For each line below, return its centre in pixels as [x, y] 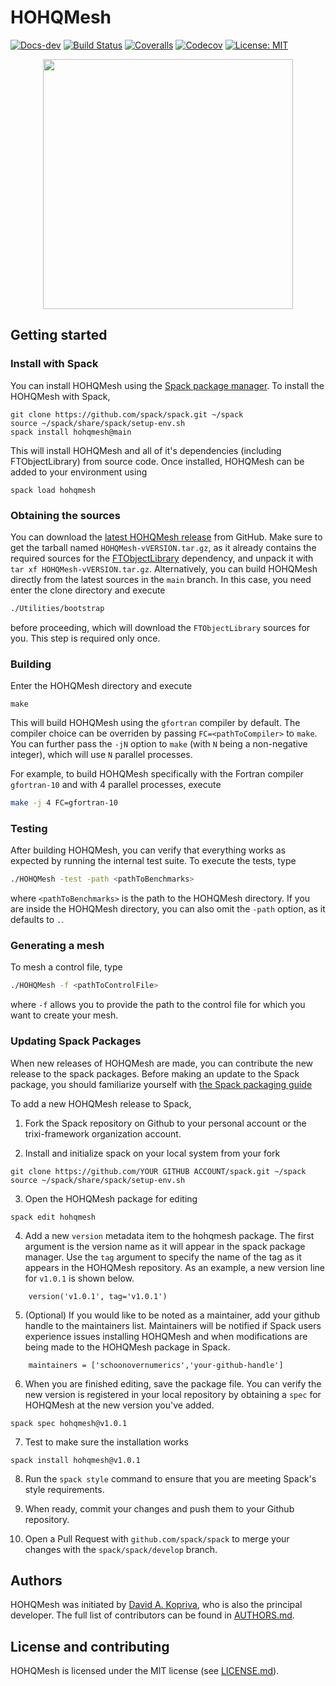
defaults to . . [37, 920]
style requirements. [64, 1489]
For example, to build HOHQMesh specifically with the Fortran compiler [157, 774]
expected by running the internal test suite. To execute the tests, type [153, 861]
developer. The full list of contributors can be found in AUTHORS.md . [152, 1615]
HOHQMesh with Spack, [60, 396]
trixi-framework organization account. [103, 1133]
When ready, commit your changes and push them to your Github [159, 1508]
